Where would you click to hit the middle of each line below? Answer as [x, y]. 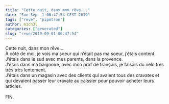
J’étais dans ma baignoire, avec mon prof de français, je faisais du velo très [85, 64]
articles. [14, 86]
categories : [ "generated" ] [34, 29]
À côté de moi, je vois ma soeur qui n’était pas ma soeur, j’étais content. [80, 54]
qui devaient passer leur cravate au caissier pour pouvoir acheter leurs [80, 81]
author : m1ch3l [21, 24]
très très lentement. [26, 70]
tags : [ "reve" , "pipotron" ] [35, 19]
